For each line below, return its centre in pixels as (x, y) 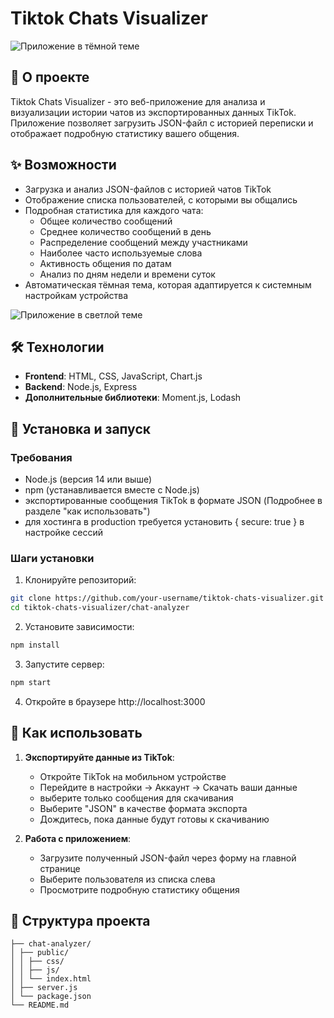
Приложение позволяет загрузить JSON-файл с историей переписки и (162, 123)
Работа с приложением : (78, 838)
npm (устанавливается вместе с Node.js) (112, 490)
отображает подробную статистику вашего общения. (125, 133)
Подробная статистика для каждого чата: (114, 210)
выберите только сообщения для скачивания (136, 798)
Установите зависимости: (79, 627)
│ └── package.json (51, 997)
